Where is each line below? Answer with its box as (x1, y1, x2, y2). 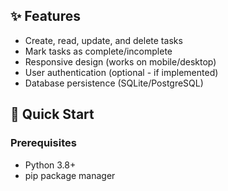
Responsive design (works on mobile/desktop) (24, 55, 217, 68)
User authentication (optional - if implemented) (24, 66, 219, 78)
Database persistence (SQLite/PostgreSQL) (24, 77, 204, 89)
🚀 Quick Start (10, 106, 95, 123)
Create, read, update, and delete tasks (24, 34, 183, 46)
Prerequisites (10, 136, 77, 150)
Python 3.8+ (24, 159, 77, 171)
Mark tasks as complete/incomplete (24, 45, 173, 57)
